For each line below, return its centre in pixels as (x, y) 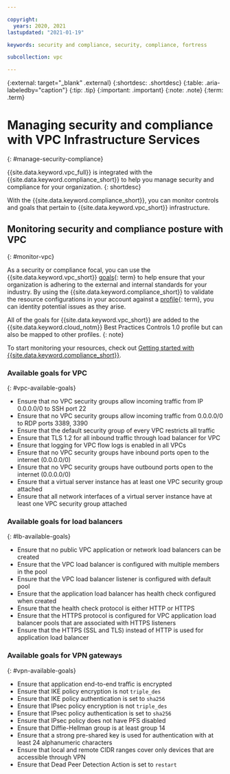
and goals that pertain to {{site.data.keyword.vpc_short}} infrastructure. (108, 208)
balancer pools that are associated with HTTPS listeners (96, 623)
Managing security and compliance (110, 125)
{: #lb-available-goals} (39, 536)
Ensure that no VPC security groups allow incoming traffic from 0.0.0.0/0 (120, 416)
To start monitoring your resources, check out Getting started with (101, 348)
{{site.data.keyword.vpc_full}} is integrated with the (80, 172)
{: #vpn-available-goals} (42, 670)
